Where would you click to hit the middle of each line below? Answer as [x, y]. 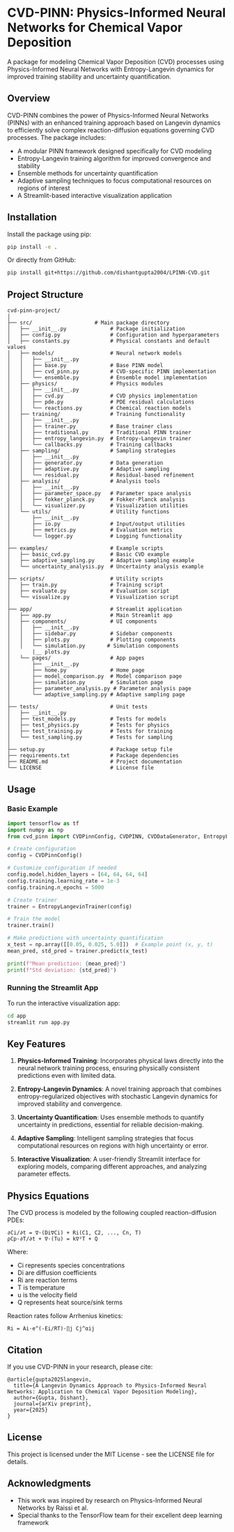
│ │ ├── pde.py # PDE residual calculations [101, 402]
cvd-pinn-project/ [34, 311]
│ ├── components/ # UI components [82, 621]
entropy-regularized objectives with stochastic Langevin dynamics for [117, 1097]
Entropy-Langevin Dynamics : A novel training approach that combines [119, 1089]
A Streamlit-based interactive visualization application [94, 195]
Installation [32, 217]
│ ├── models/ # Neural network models [95, 353]
